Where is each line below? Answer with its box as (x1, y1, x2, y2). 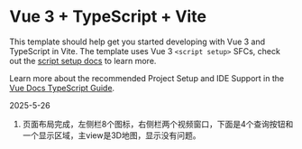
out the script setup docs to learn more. (9, 55, 157, 66)
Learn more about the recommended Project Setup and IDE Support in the (9, 72, 285, 83)
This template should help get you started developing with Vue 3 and (9, 36, 266, 47)
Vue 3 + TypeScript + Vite (9, 6, 207, 27)
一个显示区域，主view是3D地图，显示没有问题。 (22, 129, 201, 141)
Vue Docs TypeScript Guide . (9, 82, 115, 93)
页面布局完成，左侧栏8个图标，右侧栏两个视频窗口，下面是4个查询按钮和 (22, 118, 294, 129)
